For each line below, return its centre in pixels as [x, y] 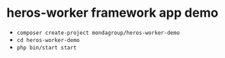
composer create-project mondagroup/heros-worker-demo [98, 33]
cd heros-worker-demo [48, 40]
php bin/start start [46, 48]
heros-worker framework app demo [112, 13]
